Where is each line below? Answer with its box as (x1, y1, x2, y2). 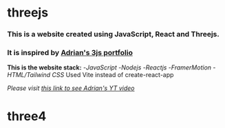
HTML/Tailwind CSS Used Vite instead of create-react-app (7, 71, 174, 79)
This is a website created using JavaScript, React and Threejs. (7, 30, 220, 39)
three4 (7, 108, 47, 124)
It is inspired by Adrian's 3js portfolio (7, 48, 133, 58)
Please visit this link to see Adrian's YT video (7, 84, 135, 92)
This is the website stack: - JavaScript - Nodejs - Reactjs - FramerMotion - (7, 63, 216, 72)
